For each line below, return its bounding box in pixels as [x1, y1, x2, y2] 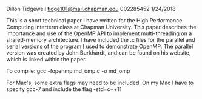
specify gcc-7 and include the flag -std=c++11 [6, 86, 122, 93]
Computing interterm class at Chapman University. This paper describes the [6, 24, 197, 30]
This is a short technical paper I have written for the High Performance [6, 17, 183, 24]
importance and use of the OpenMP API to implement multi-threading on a [6, 30, 192, 37]
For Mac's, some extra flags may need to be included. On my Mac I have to [6, 79, 194, 86]
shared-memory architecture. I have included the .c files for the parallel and [6, 36, 195, 43]
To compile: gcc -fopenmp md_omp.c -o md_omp [6, 67, 130, 75]
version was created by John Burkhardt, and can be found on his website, [6, 49, 191, 56]
